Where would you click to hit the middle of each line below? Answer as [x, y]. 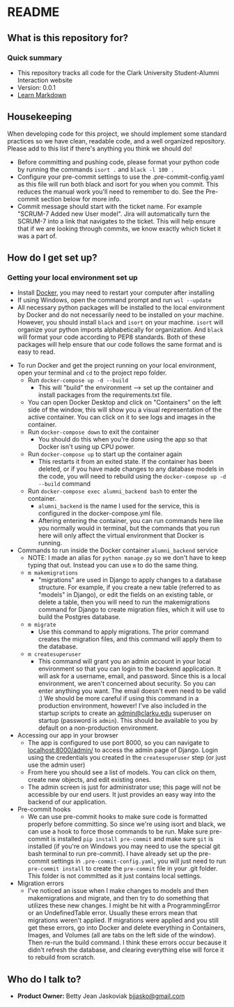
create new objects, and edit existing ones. [89, 780]
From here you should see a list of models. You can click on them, [122, 772]
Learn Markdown [42, 95]
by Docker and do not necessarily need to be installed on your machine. [120, 315]
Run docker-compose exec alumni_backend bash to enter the [112, 491]
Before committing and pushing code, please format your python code [118, 162]
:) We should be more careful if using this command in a [118, 698]
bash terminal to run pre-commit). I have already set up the [112, 854]
